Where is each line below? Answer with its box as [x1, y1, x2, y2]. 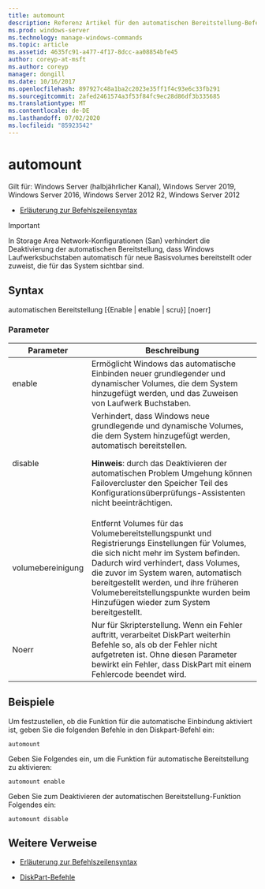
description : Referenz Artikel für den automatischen [8, 19, 189, 27]
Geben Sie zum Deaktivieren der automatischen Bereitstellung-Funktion [8, 791, 241, 801]
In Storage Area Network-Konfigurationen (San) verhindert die [8, 236, 211, 245]
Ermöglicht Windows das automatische [91, 358, 237, 369]
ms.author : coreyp [8, 63, 69, 71]
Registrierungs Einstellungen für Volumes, [91, 537, 247, 548]
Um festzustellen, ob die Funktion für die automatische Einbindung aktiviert [8, 716, 252, 726]
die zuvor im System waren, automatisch [91, 567, 242, 578]
